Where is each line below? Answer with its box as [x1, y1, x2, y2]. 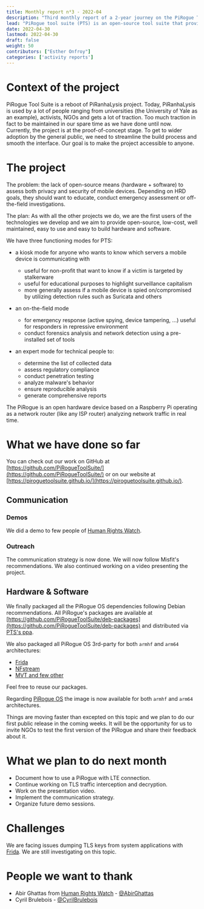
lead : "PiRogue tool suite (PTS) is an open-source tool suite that [6, 20, 183, 26]
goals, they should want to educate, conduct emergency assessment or [6, 194, 186, 201]
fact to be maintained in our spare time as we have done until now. [6, 120, 172, 127]
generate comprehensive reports [24, 391, 107, 399]
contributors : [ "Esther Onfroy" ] [6, 49, 91, 55]
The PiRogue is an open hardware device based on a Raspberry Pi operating [6, 403, 197, 411]
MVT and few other [15, 672, 64, 679]
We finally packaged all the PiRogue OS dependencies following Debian [6, 603, 186, 610]
